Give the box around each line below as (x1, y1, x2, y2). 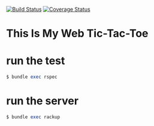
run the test (6, 54, 65, 68)
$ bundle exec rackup (6, 114, 61, 120)
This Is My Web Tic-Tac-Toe (6, 27, 149, 40)
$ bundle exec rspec (6, 74, 58, 80)
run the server (6, 94, 79, 108)
